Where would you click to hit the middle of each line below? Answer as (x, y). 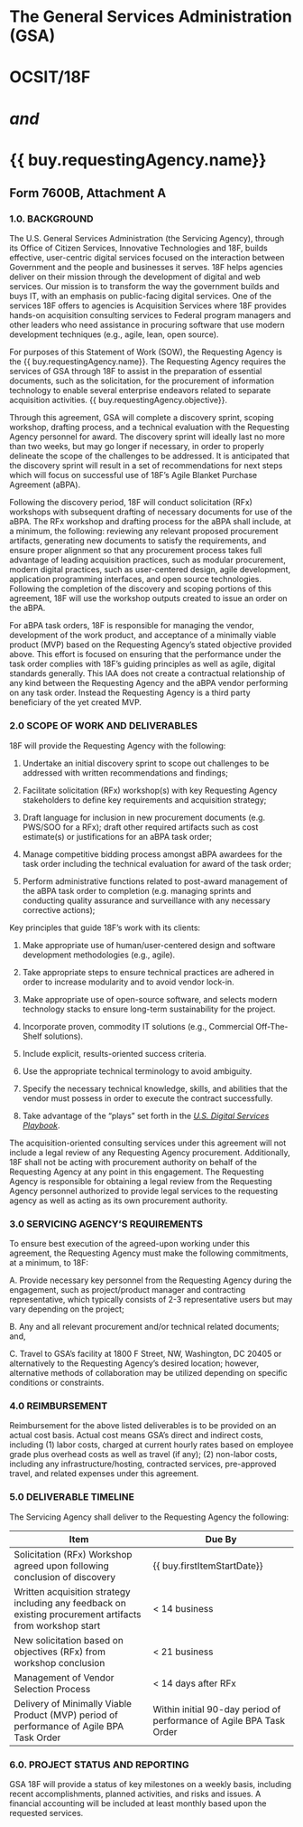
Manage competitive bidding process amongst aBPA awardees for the (152, 854)
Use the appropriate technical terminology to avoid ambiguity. (137, 1071)
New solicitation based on (69, 1640)
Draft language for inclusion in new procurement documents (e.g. (144, 817)
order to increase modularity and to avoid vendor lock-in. (128, 982)
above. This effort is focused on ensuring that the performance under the (145, 655)
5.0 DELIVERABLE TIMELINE (72, 1497)
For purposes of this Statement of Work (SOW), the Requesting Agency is (146, 352)
